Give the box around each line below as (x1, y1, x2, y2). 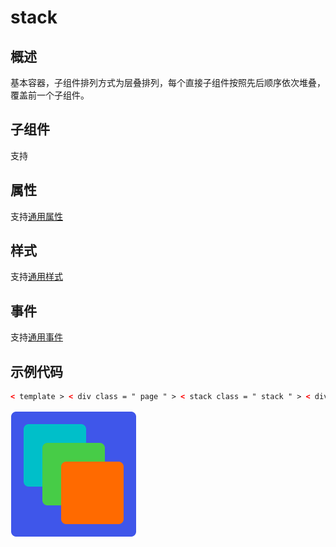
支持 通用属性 (10, 210, 63, 222)
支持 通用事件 (10, 331, 63, 343)
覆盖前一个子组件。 (10, 89, 90, 101)
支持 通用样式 (10, 271, 63, 283)
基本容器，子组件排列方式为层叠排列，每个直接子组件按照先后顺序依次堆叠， (10, 77, 326, 88)
